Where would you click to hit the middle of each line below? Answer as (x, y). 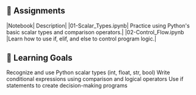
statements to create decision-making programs (67, 86)
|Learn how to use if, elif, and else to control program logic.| (82, 39)
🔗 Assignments (36, 11)
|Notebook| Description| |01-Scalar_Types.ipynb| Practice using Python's (98, 25)
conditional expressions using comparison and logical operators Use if (95, 79)
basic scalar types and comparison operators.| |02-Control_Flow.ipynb (95, 32)
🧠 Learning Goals (39, 58)
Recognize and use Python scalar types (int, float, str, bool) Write (88, 72)
